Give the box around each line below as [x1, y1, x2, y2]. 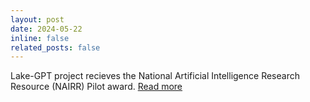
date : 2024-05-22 [10, 24, 83, 34]
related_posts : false [10, 42, 101, 53]
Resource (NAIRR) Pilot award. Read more [10, 81, 183, 93]
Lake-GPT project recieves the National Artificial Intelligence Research [10, 70, 300, 82]
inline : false [10, 33, 70, 43]
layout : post [10, 14, 65, 25]
